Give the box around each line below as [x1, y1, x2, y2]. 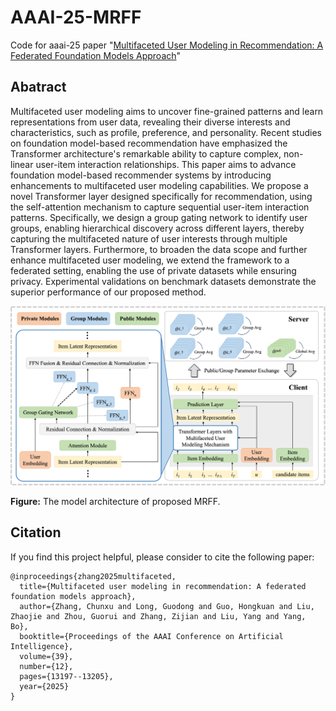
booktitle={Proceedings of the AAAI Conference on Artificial [19, 631, 284, 641]
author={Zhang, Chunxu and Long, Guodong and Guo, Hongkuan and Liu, [19, 601, 315, 611]
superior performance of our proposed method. [10, 286, 207, 298]
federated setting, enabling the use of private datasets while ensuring [10, 264, 297, 276]
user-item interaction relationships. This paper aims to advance [35, 158, 297, 170]
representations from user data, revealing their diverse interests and [10, 116, 291, 128]
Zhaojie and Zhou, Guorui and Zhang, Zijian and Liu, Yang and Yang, [10, 611, 307, 621]
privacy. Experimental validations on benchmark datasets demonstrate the [10, 275, 317, 287]
